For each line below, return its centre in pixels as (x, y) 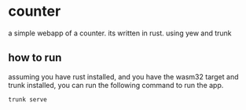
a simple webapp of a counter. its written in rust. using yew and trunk (120, 33)
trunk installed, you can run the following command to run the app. (116, 85)
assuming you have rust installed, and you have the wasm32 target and (123, 76)
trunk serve (28, 99)
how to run (35, 58)
